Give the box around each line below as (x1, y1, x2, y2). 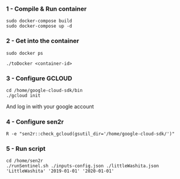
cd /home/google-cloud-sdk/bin (6, 87, 83, 93)
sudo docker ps (6, 50, 44, 56)
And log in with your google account (6, 102, 94, 110)
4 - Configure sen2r (6, 117, 64, 125)
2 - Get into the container (6, 37, 79, 45)
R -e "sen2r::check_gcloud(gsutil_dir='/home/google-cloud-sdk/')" (6, 131, 175, 137)
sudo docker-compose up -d (6, 23, 72, 29)
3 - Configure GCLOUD (6, 74, 72, 82)
